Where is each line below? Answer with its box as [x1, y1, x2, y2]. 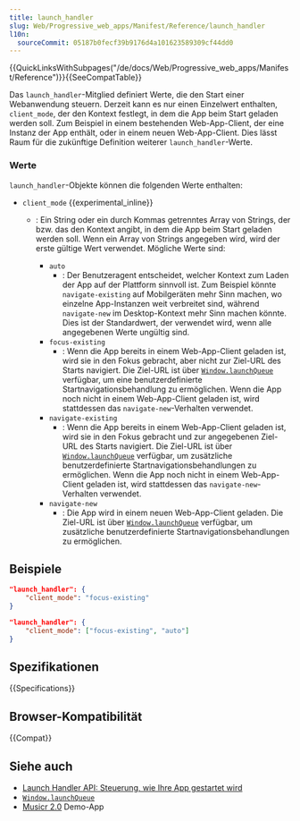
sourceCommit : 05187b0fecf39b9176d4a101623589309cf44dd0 [17, 38, 234, 47]
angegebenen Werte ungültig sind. [62, 326, 190, 337]
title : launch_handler [9, 13, 94, 22]
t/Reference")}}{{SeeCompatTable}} [9, 72, 143, 83]
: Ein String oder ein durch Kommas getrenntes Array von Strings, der [35, 214, 291, 224]
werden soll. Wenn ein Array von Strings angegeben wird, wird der [35, 233, 280, 244]
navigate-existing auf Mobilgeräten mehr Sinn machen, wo [62, 288, 283, 300]
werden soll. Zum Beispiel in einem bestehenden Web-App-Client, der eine [9, 118, 284, 129]
